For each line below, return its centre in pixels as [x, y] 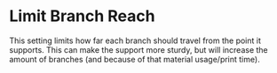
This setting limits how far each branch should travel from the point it [135, 40]
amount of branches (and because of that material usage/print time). [135, 59]
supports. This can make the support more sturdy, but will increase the [138, 49]
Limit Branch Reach [82, 16]
